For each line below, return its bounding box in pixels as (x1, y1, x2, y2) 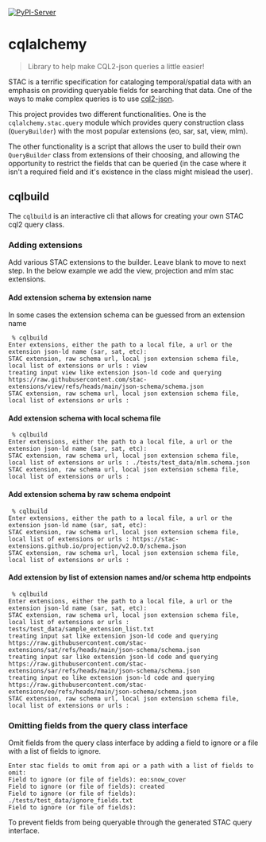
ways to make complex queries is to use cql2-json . (8, 94, 175, 103)
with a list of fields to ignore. (8, 747, 102, 756)
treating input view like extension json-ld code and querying (8, 369, 222, 377)
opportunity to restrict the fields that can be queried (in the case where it (8, 158, 247, 168)
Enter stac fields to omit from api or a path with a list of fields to (8, 762, 254, 770)
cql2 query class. (8, 219, 65, 229)
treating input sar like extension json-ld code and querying (8, 653, 218, 661)
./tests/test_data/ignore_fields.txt (8, 797, 133, 805)
